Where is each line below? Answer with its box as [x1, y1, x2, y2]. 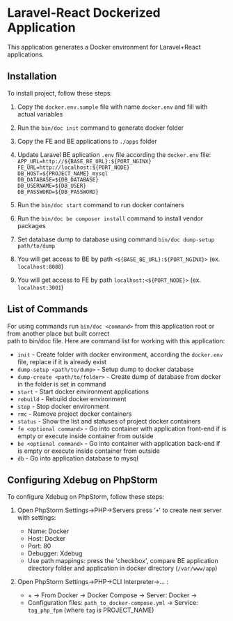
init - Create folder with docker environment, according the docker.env [17, 350, 223, 359]
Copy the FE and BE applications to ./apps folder [17, 137, 158, 145]
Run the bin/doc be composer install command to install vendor [17, 214, 204, 223]
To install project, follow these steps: [7, 89, 113, 97]
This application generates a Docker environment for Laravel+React [7, 43, 202, 51]
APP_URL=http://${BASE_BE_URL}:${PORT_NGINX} [17, 158, 152, 165]
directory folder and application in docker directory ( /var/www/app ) [27, 564, 218, 573]
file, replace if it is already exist [17, 357, 106, 366]
